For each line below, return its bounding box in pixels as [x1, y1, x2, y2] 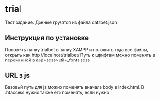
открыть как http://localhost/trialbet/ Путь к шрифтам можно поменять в [5, 52, 155, 58]
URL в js [5, 71, 30, 80]
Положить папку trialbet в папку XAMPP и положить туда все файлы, [5, 46, 149, 52]
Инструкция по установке [5, 34, 89, 42]
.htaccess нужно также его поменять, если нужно [5, 89, 110, 95]
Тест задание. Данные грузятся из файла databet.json [5, 20, 117, 25]
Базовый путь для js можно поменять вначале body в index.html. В [5, 84, 144, 90]
